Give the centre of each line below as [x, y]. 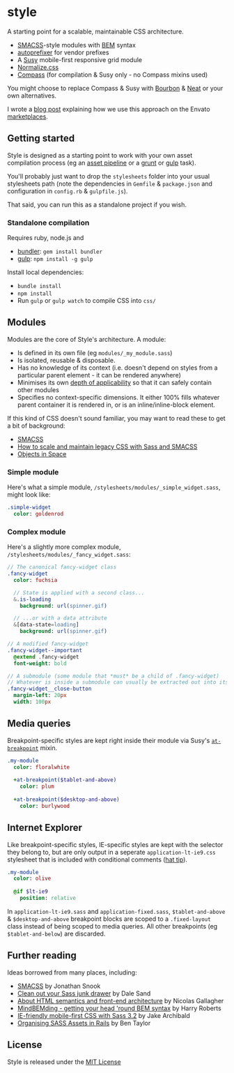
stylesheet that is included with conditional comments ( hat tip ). [97, 860]
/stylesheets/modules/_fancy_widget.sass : [69, 555]
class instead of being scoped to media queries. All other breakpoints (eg [112, 926]
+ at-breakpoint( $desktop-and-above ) [67, 800]
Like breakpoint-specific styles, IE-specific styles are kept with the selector [115, 844]
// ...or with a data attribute [61, 618]
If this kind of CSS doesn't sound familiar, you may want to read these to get [116, 418]
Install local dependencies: [46, 272]
